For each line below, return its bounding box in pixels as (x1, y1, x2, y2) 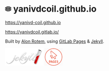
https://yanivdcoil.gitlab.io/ (5, 29, 59, 35)
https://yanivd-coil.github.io (5, 19, 61, 25)
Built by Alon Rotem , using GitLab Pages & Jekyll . (5, 38, 104, 44)
